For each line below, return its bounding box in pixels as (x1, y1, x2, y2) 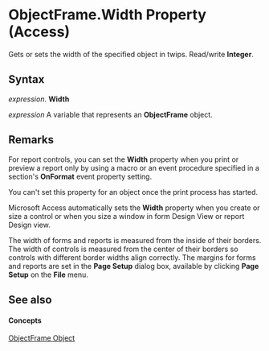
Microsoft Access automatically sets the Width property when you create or (8, 203, 260, 213)
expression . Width (8, 94, 70, 104)
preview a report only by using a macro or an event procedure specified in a (8, 163, 259, 172)
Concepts (8, 316, 42, 325)
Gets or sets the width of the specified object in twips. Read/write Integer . (8, 49, 255, 59)
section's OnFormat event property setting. (8, 171, 153, 181)
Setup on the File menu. (8, 270, 88, 279)
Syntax (8, 72, 45, 86)
